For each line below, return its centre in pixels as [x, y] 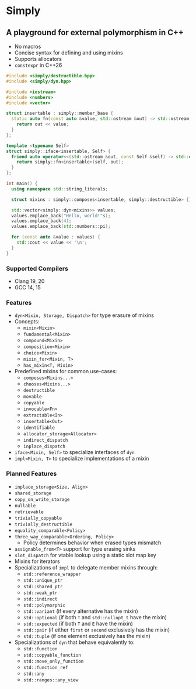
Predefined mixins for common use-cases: [66, 371]
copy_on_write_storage [42, 499]
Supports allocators [38, 59]
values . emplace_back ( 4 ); [41, 221]
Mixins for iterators [37, 561]
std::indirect [40, 599]
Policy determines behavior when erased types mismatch [92, 543]
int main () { [22, 183]
